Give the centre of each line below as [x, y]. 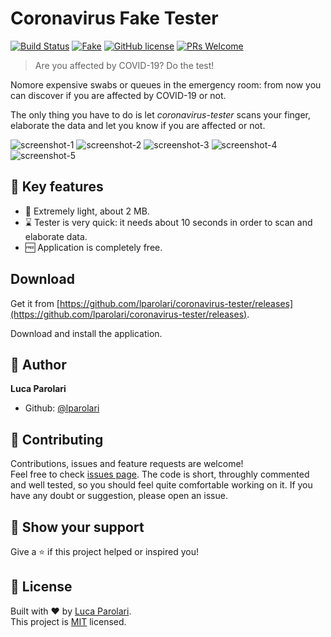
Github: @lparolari [62, 408]
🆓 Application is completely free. [93, 247]
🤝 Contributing [57, 439]
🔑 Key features [57, 187]
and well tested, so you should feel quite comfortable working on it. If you [161, 485]
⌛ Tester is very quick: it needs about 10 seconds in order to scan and [168, 222]
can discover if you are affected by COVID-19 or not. [118, 95]
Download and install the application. [86, 333]
